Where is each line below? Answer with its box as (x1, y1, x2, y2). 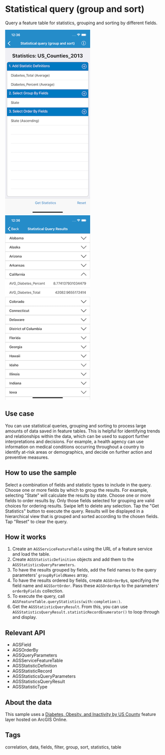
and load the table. (12, 551, 51, 557)
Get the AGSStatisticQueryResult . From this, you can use (12, 604, 128, 610)
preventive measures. (5, 454, 49, 460)
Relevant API (5, 628, 45, 637)
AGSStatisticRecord (12, 668, 53, 674)
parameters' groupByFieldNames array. (12, 572, 89, 578)
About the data (5, 698, 52, 707)
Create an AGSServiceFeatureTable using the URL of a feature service (12, 546, 153, 552)
